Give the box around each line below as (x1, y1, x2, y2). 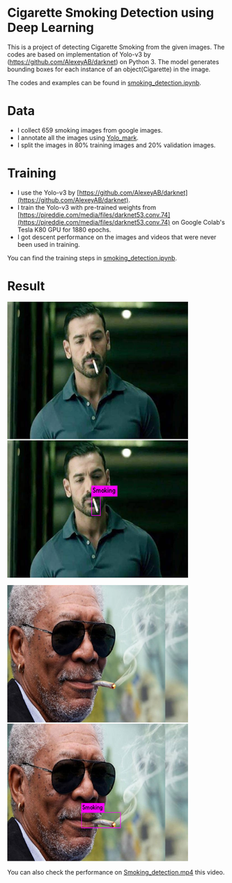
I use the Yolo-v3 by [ (17, 188, 79, 197)
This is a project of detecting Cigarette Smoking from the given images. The (7, 43, 225, 51)
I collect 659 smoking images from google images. (17, 126, 163, 134)
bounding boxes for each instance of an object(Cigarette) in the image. (7, 65, 211, 73)
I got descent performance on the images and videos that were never (17, 232, 217, 241)
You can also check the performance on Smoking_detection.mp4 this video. (7, 868, 225, 876)
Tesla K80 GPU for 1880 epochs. (17, 225, 111, 234)
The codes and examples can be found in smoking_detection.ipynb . (7, 78, 202, 86)
